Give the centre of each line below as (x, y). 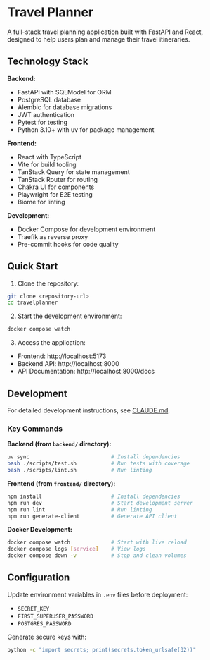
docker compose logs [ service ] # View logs (77, 549)
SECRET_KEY (33, 609)
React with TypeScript (50, 157)
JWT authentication (46, 114)
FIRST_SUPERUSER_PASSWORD (55, 616)
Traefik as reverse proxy (53, 236)
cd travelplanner (33, 303)
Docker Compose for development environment (86, 229)
